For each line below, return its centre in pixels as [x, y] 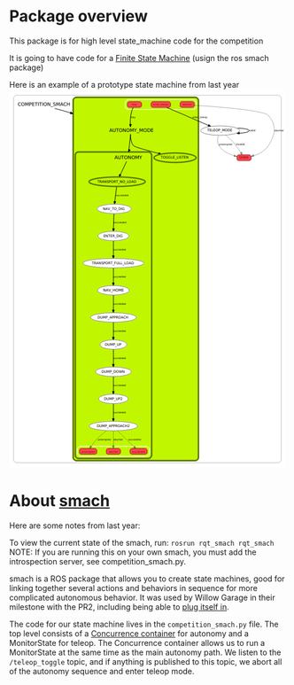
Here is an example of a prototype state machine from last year [124, 84]
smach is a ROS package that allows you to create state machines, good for [147, 579]
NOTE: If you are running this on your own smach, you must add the [133, 552]
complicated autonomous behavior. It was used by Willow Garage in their [143, 597]
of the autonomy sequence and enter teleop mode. [102, 671]
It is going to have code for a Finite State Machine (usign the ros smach [139, 58]
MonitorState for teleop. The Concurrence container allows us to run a [137, 642]
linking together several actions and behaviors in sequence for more [134, 588]
